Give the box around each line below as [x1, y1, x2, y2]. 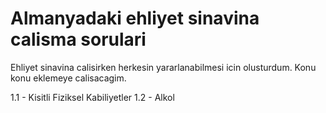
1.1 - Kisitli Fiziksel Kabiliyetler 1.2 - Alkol [10, 91, 175, 103]
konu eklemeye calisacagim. [10, 72, 127, 84]
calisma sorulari [10, 28, 147, 51]
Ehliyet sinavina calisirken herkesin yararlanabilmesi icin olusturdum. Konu [10, 61, 317, 73]
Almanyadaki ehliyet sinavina [10, 7, 260, 30]
